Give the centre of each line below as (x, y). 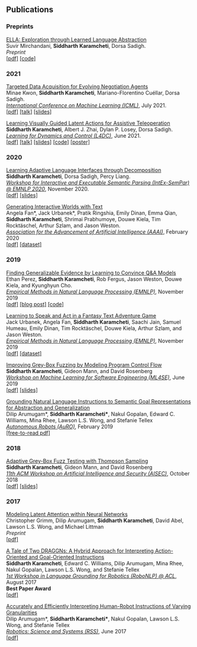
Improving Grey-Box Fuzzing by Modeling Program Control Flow (84, 365)
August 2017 (21, 583)
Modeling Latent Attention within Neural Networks (67, 515)
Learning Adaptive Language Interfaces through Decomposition (84, 170)
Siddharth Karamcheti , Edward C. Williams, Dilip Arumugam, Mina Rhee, (95, 564)
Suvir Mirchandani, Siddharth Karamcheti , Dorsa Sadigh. (76, 46)
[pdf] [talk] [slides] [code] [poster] (48, 142)
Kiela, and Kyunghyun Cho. (39, 285)
